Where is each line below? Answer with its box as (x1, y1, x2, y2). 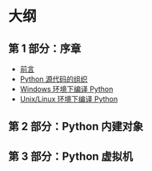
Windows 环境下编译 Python (19, 85, 114, 93)
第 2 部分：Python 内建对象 (8, 120, 144, 133)
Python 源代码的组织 (19, 74, 88, 84)
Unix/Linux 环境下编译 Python (19, 94, 118, 104)
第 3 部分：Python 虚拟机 (8, 149, 134, 163)
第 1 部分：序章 (8, 42, 82, 55)
